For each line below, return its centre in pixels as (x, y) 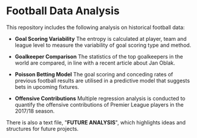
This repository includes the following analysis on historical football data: (96, 27)
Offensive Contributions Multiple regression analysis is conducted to (100, 98)
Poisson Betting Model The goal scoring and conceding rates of (94, 74)
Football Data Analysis (63, 11)
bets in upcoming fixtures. (47, 86)
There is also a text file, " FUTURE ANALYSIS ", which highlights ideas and (96, 122)
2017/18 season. (35, 111)
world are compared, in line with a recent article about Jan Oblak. (95, 63)
